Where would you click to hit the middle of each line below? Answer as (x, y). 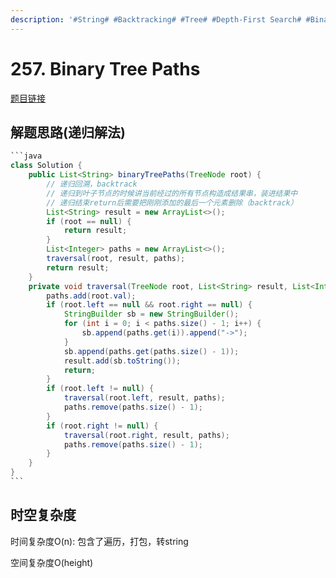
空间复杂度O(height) (52, 562)
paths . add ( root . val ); (91, 296)
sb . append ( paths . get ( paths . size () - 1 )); (151, 351)
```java (26, 156)
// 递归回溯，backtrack (92, 184)
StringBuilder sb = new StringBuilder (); (151, 314)
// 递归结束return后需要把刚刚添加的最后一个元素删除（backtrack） (172, 202)
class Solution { (46, 166)
